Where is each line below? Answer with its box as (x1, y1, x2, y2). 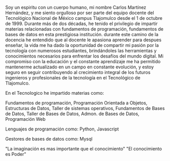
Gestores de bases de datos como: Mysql (5, 136, 93, 142)
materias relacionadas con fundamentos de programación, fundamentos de (5, 26, 164, 32)
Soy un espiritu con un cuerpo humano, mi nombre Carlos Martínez (5, 5, 147, 10)
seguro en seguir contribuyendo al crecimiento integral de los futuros (5, 69, 151, 75)
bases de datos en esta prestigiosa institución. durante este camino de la (5, 32, 159, 37)
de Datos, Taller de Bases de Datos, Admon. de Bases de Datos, (5, 111, 139, 117)
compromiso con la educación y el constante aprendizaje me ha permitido (5, 59, 161, 64)
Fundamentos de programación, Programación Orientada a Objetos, (5, 100, 148, 106)
